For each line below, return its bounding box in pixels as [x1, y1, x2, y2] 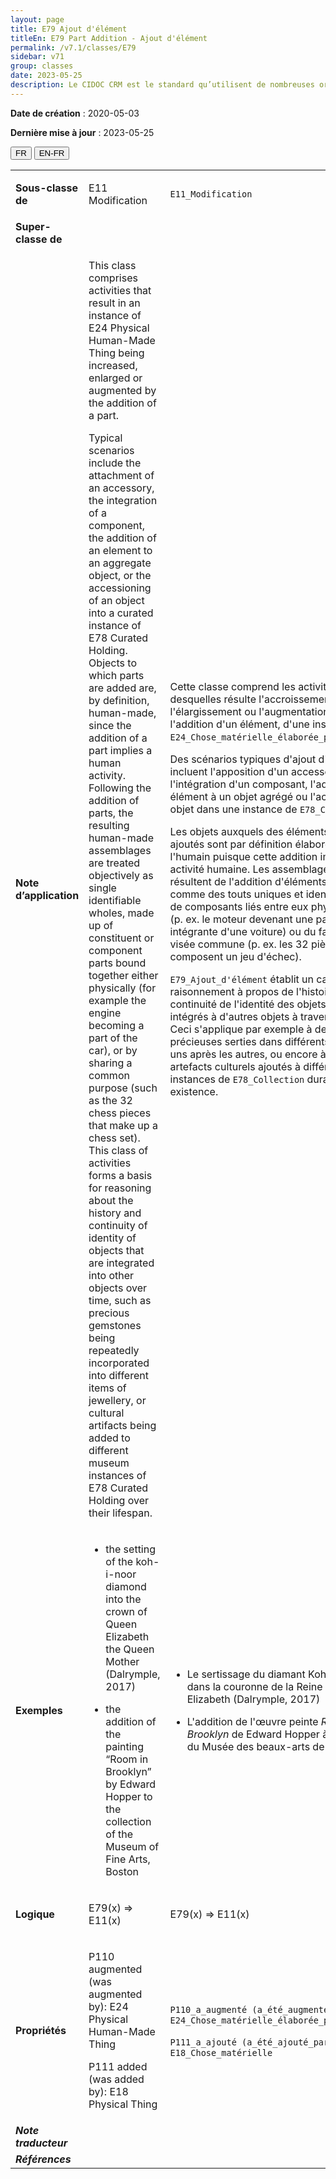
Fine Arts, [105, 1852, 151, 1866]
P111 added [88, 2059, 148, 2073]
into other [88, 1268, 135, 1282]
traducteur [15, 2136, 68, 2150]
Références [15, 2152, 72, 2166]
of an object [88, 593, 145, 607]
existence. [169, 1084, 219, 1098]
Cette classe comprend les [169, 679, 296, 693]
